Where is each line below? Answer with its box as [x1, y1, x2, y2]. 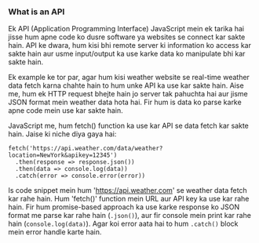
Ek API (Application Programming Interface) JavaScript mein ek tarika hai [8, 24, 245, 34]
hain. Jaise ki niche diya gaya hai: [8, 129, 117, 139]
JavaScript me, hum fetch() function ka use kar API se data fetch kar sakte [8, 121, 249, 131]
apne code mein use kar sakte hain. [8, 106, 123, 115]
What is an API [8, 6, 65, 17]
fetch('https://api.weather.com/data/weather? [8, 144, 163, 153]
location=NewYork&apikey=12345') [8, 151, 118, 159]
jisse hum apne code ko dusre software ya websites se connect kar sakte [8, 32, 246, 42]
